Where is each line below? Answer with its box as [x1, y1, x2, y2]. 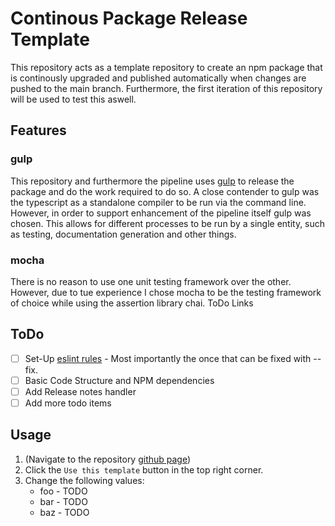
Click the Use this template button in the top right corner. [24, 463, 264, 476]
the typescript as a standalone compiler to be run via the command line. [10, 196, 307, 208]
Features [10, 122, 67, 139]
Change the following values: [24, 474, 145, 486]
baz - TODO [39, 506, 90, 518]
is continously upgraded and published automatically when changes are [10, 72, 307, 84]
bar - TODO [39, 495, 88, 507]
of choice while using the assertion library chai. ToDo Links [10, 297, 254, 309]
